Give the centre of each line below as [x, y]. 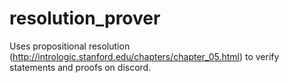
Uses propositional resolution [70, 46]
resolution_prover [85, 18]
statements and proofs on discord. [80, 67]
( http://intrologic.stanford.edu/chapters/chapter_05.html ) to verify [144, 56]
